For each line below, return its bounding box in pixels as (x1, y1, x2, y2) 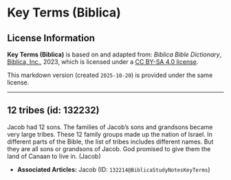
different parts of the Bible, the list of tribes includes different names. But (7, 137, 214, 146)
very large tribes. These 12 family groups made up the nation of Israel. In (7, 130, 213, 138)
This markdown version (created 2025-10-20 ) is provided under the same (7, 71, 213, 79)
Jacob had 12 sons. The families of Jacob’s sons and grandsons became (7, 122, 213, 131)
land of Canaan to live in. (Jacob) (7, 152, 101, 160)
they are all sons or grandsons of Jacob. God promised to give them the (7, 144, 211, 153)
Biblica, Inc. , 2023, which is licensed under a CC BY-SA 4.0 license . (7, 58, 199, 66)
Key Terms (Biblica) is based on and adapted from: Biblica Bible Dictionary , (7, 50, 222, 58)
